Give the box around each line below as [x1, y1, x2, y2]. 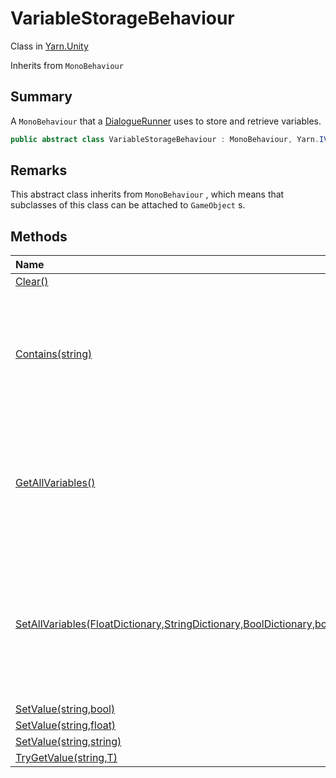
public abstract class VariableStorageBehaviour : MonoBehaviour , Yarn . [10, 134, 320, 144]
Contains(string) [15, 347, 93, 361]
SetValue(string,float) [15, 718, 117, 732]
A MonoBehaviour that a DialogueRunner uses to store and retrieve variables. [10, 115, 322, 127]
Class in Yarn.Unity [10, 40, 89, 52]
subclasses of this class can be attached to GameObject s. [10, 199, 246, 211]
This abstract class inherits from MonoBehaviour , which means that [10, 188, 285, 201]
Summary [10, 88, 73, 106]
